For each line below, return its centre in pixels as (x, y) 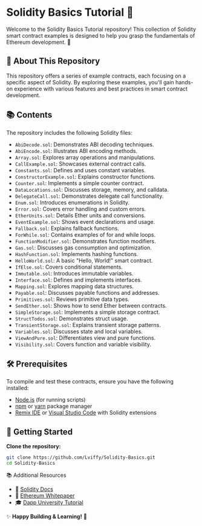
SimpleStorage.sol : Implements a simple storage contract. (87, 312)
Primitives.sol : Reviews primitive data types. (72, 299)
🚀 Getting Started (40, 432)
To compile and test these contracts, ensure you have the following (90, 382)
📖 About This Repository (53, 61)
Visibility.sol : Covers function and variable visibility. (83, 344)
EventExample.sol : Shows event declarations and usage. (85, 221)
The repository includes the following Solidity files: (69, 132)
